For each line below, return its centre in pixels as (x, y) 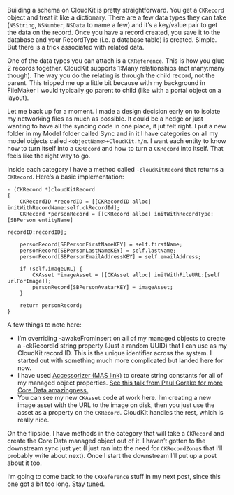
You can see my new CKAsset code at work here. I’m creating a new (114, 398)
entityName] (56, 220)
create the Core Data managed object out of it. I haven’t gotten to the (107, 441)
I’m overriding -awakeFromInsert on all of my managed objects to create (121, 338)
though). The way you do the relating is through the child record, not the (111, 75)
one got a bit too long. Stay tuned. (56, 484)
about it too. (24, 463)
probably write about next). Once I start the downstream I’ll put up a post (112, 456)
